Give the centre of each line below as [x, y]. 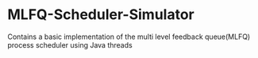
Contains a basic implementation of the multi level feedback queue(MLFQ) [129, 37]
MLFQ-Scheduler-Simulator [101, 15]
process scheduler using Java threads [70, 44]
